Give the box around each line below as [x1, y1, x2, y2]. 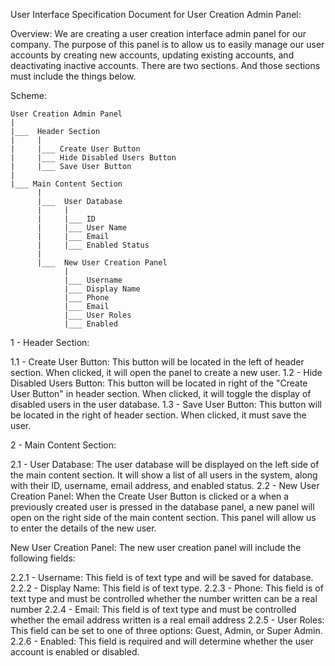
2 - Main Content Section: [10, 439, 117, 451]
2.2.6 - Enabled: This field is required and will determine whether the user [10, 635, 314, 647]
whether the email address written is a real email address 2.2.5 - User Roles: [10, 614, 325, 626]
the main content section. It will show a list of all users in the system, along [10, 469, 318, 481]
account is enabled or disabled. [10, 646, 140, 658]
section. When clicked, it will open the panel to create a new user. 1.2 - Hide [10, 367, 323, 378]
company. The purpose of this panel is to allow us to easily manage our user [10, 39, 325, 50]
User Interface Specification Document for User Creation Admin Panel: [10, 9, 302, 20]
